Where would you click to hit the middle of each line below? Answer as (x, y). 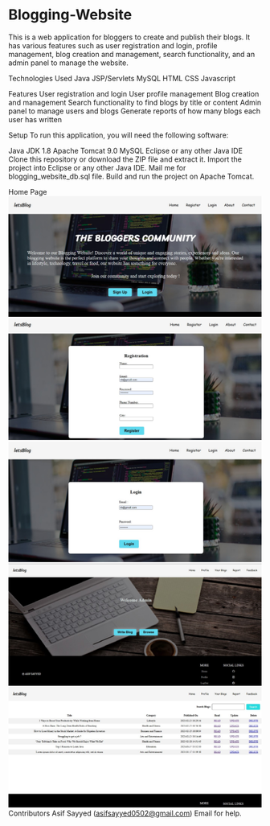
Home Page (28, 191)
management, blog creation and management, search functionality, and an (132, 54)
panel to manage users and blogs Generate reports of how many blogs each (135, 111)
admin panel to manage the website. (68, 63)
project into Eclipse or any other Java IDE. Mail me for (97, 167)
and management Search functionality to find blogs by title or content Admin (135, 102)
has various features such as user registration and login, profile (113, 45)
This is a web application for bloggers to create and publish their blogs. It (129, 37)
